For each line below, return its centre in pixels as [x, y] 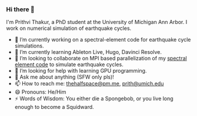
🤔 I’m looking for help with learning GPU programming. [81, 71]
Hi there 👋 [21, 9]
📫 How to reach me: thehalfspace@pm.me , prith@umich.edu [89, 84]
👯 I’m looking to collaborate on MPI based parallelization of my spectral [101, 59]
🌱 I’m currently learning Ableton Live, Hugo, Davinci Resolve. [88, 52]
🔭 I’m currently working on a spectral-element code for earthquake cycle [103, 40]
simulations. [29, 46]
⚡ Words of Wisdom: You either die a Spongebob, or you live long [94, 98]
